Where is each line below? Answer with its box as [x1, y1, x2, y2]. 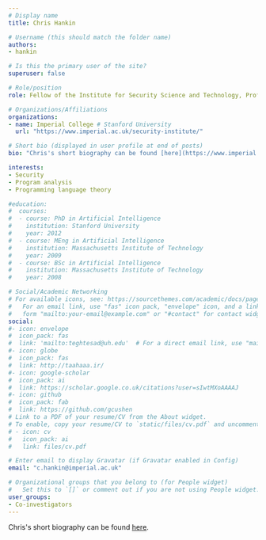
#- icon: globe [8, 347, 59, 355]
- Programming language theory [8, 185, 112, 194]
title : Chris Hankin [8, 19, 77, 27]
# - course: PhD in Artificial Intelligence [8, 215, 161, 222]
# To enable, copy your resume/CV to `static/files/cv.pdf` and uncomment [8, 420, 260, 428]
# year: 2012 [8, 230, 62, 238]
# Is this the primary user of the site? [8, 63, 147, 70]
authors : [8, 40, 37, 48]
